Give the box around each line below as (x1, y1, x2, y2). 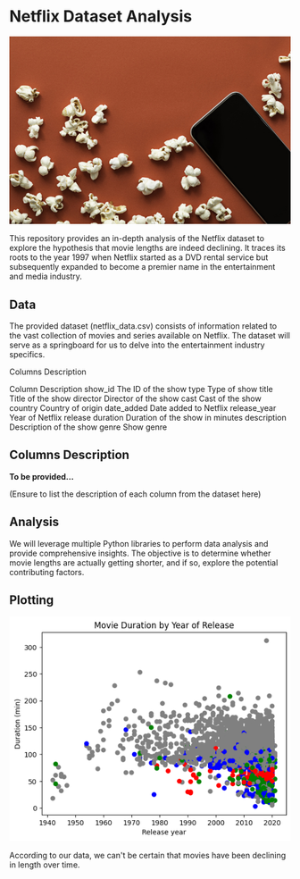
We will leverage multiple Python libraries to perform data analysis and (9, 538, 269, 548)
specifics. (9, 348, 46, 359)
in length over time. (9, 859, 80, 870)
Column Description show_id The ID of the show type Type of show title (9, 383, 274, 394)
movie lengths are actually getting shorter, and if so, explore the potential (9, 557, 279, 568)
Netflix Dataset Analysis (9, 6, 193, 27)
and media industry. (9, 271, 83, 282)
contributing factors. (9, 566, 85, 577)
